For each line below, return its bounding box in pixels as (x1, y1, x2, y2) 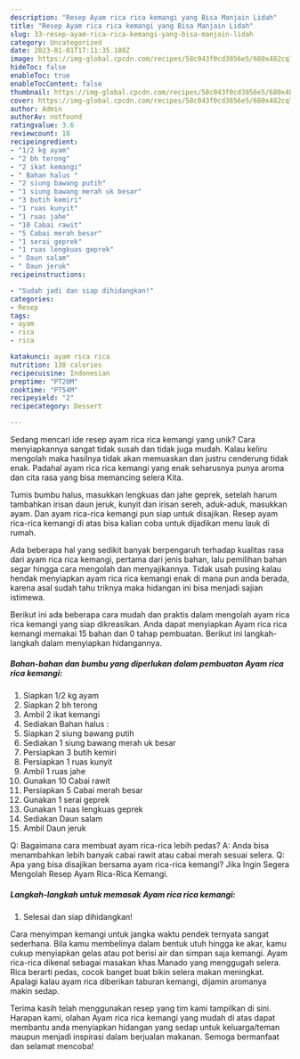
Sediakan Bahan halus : (22, 718, 109, 729)
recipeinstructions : (10, 270, 87, 279)
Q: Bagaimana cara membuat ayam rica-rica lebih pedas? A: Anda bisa (10, 840, 270, 850)
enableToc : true (10, 71, 70, 80)
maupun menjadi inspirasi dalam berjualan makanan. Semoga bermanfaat (10, 1031, 280, 1042)
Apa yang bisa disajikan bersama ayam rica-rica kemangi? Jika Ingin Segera (10, 858, 290, 870)
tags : (10, 311, 30, 320)
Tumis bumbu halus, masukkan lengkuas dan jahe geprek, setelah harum (10, 490, 278, 500)
